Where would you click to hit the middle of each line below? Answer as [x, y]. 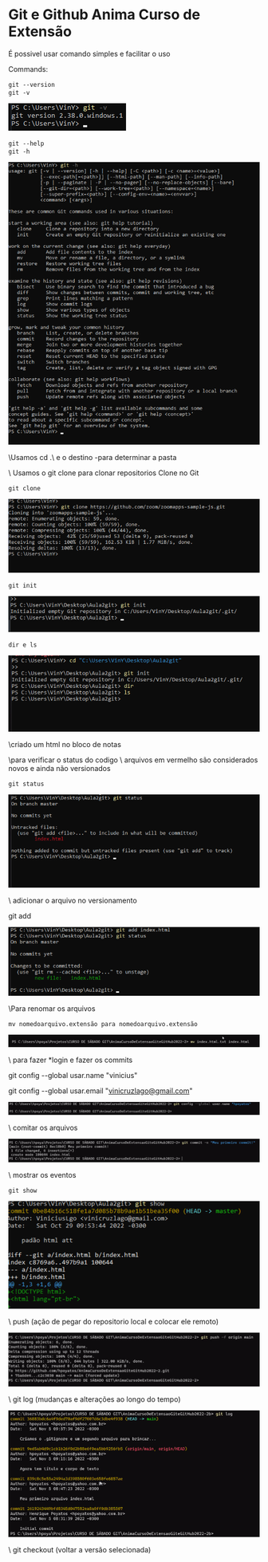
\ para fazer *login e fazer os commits [71, 1060]
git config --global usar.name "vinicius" [73, 1075]
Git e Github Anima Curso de [104, 15]
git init [23, 585]
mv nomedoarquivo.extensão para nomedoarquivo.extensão [103, 1024]
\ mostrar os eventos [42, 1175]
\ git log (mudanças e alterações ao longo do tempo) [95, 1399]
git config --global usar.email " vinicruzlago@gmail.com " [100, 1091]
